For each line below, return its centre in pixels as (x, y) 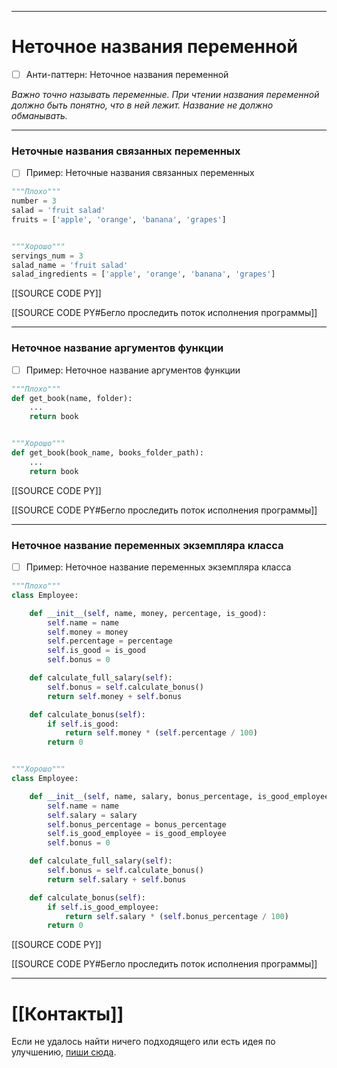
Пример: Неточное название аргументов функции (133, 370)
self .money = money (88, 632)
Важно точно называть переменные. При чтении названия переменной (165, 94)
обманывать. (39, 115)
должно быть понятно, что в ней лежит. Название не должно (142, 105)
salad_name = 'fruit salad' (70, 265)
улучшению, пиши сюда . (64, 1052)
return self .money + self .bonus (115, 696)
